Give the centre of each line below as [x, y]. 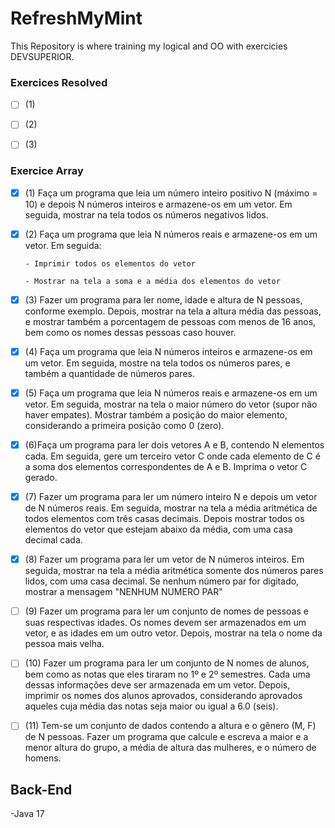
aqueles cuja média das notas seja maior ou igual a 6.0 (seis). [151, 706]
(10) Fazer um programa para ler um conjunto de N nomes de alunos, [167, 663]
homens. [43, 758]
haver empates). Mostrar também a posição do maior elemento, [156, 415]
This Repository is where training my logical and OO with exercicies [149, 46]
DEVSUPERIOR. [42, 56]
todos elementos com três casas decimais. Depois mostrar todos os [164, 519]
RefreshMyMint [76, 18]
